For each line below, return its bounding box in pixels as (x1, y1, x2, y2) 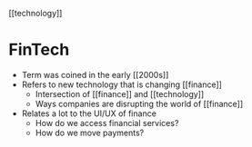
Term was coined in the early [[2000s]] (21, 69, 169, 80)
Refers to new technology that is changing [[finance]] (21, 79, 222, 90)
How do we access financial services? (35, 117, 179, 128)
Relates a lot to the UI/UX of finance (21, 108, 156, 119)
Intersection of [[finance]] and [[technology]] (35, 88, 205, 99)
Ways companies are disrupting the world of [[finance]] (35, 98, 244, 109)
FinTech (8, 40, 70, 60)
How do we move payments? (35, 127, 145, 138)
